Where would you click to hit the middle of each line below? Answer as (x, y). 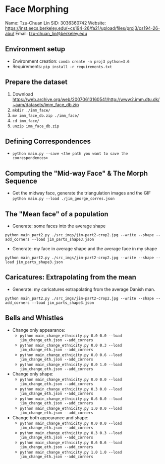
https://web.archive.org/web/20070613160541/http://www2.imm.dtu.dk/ (86, 99)
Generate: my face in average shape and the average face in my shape (84, 249)
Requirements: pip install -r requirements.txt (62, 66)
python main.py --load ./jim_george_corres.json (63, 199)
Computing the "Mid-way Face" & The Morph (77, 173)
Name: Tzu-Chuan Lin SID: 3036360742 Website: (55, 23)
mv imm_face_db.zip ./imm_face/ (46, 115)
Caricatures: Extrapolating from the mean (71, 277)
